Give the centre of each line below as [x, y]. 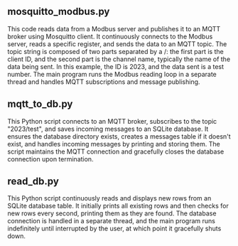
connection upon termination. [50, 159]
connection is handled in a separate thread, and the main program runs [111, 221]
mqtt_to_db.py [40, 104]
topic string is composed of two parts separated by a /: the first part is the [115, 51]
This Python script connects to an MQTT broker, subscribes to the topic [112, 121]
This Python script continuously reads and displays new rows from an [109, 198]
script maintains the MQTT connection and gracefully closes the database [116, 151]
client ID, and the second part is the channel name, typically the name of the [119, 59]
